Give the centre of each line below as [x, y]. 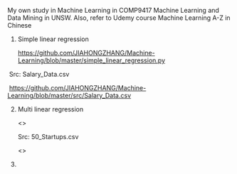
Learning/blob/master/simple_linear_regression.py [91, 60]
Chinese [20, 25]
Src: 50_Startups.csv [48, 137]
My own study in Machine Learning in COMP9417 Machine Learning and [113, 10]
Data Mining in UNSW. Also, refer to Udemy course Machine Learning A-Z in [119, 18]
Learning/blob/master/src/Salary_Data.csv [69, 96]
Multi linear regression [51, 109]
